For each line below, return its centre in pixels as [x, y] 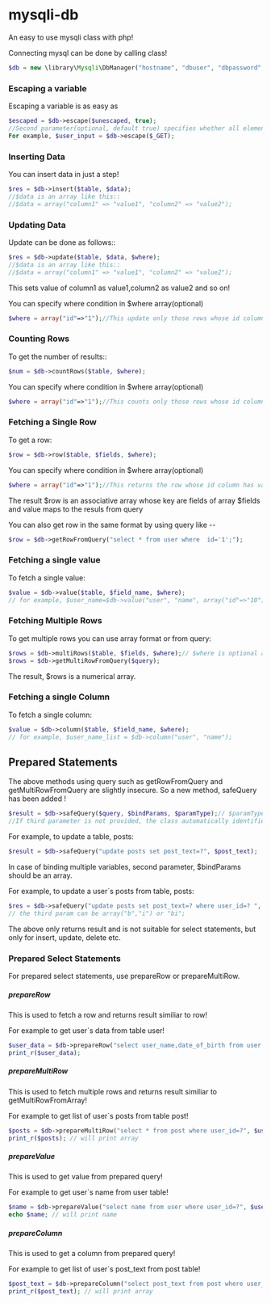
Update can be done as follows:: [62, 242]
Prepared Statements [63, 762]
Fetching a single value [54, 560]
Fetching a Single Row [52, 422]
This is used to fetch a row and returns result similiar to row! [108, 1015]
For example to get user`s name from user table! [88, 1192]
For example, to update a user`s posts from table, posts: [102, 891]
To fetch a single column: [50, 715]
